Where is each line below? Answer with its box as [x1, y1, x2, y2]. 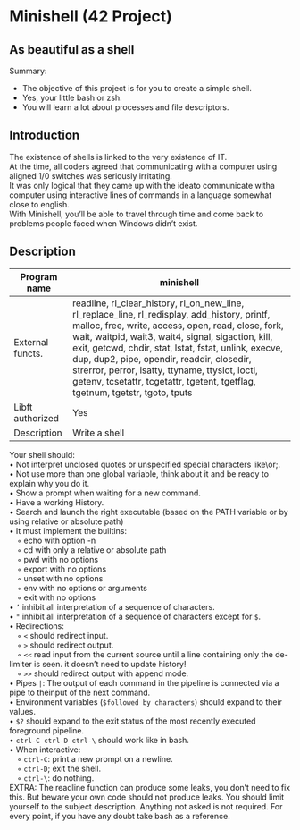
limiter [9, 658, 33, 669]
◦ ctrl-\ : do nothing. [17, 772, 95, 783]
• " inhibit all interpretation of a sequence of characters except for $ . [9, 611, 262, 622]
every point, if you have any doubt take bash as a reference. [9, 810, 230, 821]
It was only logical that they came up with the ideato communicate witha [9, 180, 275, 191]
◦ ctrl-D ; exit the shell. [17, 763, 101, 774]
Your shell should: [9, 449, 76, 460]
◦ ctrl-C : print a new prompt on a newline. [17, 753, 173, 764]
